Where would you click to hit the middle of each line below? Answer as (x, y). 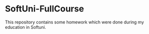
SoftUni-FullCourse (45, 9)
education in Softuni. (26, 27)
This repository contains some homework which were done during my (74, 22)
